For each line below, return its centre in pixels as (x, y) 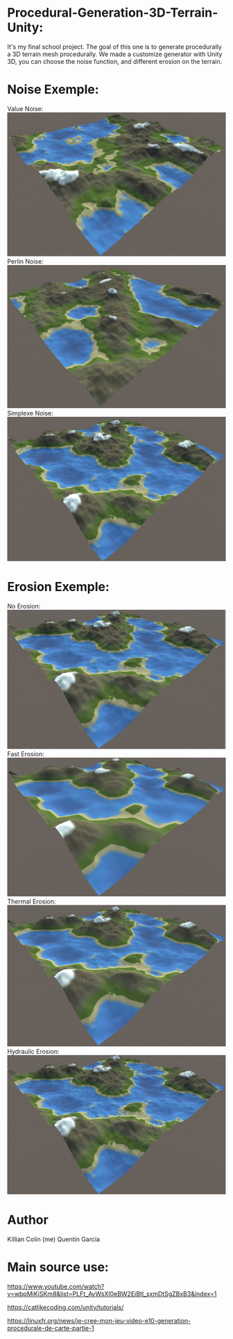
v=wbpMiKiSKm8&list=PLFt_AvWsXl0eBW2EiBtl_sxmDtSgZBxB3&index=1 (112, 1294)
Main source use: (58, 1267)
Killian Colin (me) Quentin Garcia (54, 1239)
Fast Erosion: (26, 754)
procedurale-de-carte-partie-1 (51, 1328)
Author (28, 1220)
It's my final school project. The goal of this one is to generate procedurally (114, 46)
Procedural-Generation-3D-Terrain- (113, 13)
